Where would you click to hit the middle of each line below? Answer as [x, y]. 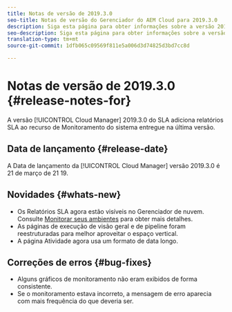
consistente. [35, 286]
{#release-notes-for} [69, 101]
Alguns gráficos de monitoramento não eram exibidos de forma [107, 279]
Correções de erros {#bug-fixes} [79, 263]
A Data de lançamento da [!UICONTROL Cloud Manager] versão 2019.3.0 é [114, 165]
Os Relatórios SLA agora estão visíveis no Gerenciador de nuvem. [111, 211]
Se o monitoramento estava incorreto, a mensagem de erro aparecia [114, 294]
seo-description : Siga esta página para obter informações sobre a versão [117, 33]
